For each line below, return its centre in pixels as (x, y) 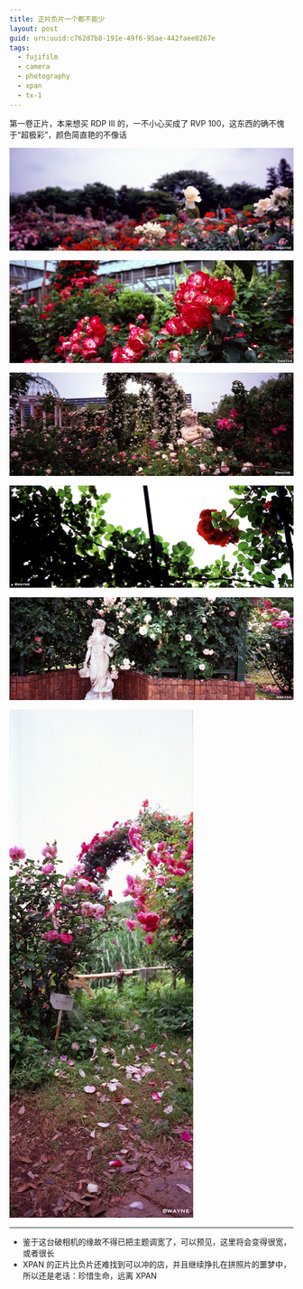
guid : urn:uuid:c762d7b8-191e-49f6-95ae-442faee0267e (113, 38)
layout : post (34, 28)
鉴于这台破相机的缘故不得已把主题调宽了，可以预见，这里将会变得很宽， (156, 1242)
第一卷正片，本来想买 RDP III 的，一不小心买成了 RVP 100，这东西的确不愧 (147, 123)
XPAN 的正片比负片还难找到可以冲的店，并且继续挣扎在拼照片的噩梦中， (156, 1265)
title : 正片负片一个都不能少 (57, 19)
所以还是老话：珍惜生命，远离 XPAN (90, 1276)
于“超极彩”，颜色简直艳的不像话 (69, 135)
